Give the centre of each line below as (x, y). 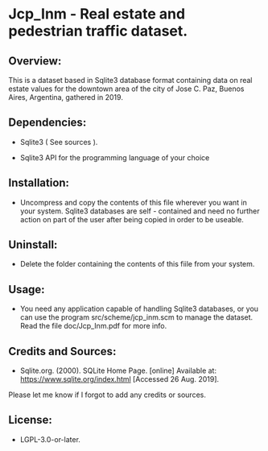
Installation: (39, 183)
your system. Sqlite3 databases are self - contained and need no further (140, 211)
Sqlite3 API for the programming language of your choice (115, 157)
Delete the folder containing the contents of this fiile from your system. (137, 264)
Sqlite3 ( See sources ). (59, 142)
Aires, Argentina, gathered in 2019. (66, 97)
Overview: (35, 61)
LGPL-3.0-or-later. (50, 439)
